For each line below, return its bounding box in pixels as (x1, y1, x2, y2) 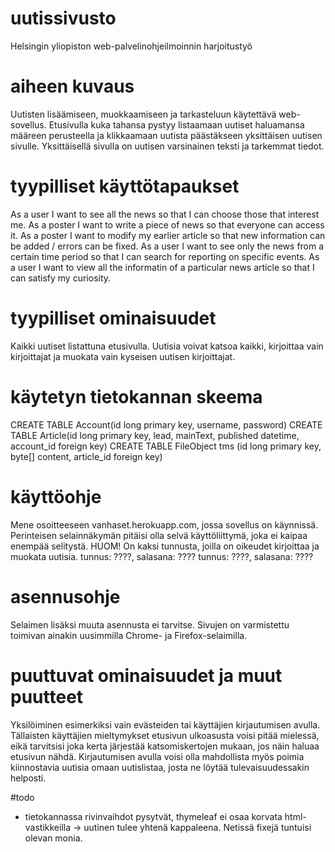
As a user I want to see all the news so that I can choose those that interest (10, 208, 320, 220)
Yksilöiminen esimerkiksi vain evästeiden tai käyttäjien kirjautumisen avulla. (10, 718, 321, 731)
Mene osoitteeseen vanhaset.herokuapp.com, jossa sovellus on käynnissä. (10, 518, 319, 531)
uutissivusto (10, 7, 117, 30)
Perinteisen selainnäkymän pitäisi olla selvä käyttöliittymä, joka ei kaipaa (10, 529, 308, 541)
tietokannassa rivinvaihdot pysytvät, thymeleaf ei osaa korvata (24, 810, 283, 822)
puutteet (10, 685, 84, 708)
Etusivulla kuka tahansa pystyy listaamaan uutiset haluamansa (48, 118, 305, 131)
